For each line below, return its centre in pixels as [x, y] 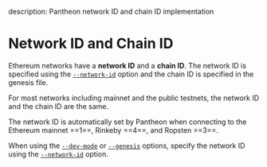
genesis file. [28, 82]
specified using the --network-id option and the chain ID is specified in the [131, 74]
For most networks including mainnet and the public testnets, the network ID [134, 98]
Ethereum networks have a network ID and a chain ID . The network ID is [128, 65]
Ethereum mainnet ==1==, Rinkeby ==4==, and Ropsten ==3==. [114, 130]
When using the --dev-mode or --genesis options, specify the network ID [127, 146]
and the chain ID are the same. [59, 106]
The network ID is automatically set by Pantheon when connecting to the [128, 122]
